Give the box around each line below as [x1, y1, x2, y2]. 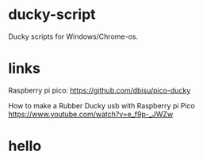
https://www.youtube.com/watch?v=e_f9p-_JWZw [8, 109, 174, 119]
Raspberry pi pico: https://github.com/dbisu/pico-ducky [8, 85, 191, 95]
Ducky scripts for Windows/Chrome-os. [8, 32, 139, 41]
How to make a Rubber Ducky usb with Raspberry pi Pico [8, 100, 196, 110]
